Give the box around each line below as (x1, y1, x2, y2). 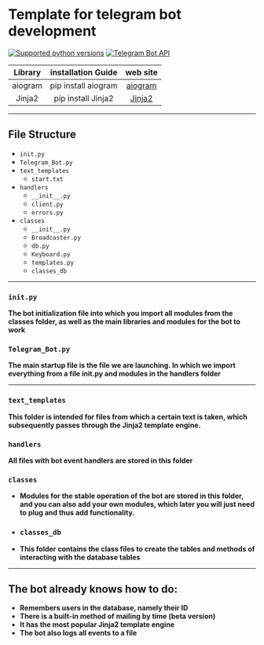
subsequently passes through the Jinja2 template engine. (8, 420, 201, 430)
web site (125, 67, 159, 78)
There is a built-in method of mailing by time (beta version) (19, 611, 216, 621)
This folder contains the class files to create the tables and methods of (19, 544, 255, 553)
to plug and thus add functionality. (19, 508, 135, 518)
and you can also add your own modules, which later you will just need (19, 500, 255, 509)
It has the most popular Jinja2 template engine (19, 620, 175, 629)
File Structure (8, 128, 76, 141)
